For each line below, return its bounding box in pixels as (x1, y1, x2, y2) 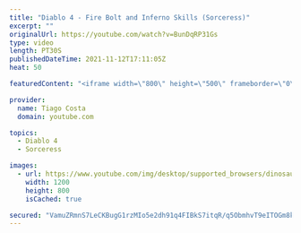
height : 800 (25, 186, 70, 195)
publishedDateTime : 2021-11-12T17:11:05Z (9, 55, 167, 64)
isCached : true (25, 194, 82, 203)
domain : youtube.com (17, 112, 94, 121)
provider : (9, 95, 47, 104)
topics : (9, 128, 39, 137)
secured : (9, 211, 42, 220)
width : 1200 (25, 177, 70, 186)
